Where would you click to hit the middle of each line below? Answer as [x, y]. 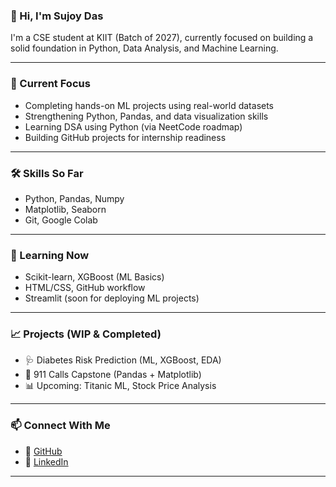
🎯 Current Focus [50, 84]
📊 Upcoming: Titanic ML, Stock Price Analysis [120, 386]
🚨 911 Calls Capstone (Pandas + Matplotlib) [113, 375]
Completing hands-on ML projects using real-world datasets [149, 105]
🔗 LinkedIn [46, 461]
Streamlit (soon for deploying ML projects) [112, 298]
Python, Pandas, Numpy [74, 198]
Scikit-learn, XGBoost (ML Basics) [94, 277]
